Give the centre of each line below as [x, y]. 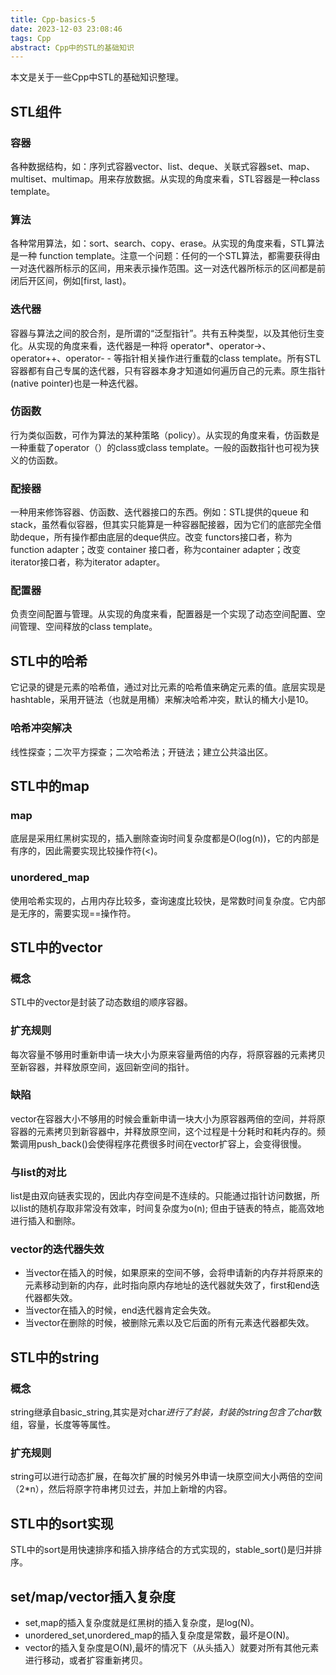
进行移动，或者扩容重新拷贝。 [86, 1660]
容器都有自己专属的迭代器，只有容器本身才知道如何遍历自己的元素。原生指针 [168, 370]
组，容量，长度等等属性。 [63, 1425]
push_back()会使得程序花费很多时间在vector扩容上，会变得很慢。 [171, 1143]
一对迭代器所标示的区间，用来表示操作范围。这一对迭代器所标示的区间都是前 [168, 268]
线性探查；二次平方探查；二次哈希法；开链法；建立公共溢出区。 [141, 752]
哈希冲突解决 [41, 728]
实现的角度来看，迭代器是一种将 [102, 345]
